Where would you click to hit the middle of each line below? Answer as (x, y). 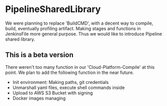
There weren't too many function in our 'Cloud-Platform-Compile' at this (80, 67)
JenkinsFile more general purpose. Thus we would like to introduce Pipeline (84, 34)
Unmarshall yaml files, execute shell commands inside (68, 87)
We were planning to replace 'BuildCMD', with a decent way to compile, (79, 23)
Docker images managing (39, 98)
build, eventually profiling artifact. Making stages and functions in (73, 28)
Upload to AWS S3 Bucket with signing (53, 93)
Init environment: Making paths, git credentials (61, 82)
